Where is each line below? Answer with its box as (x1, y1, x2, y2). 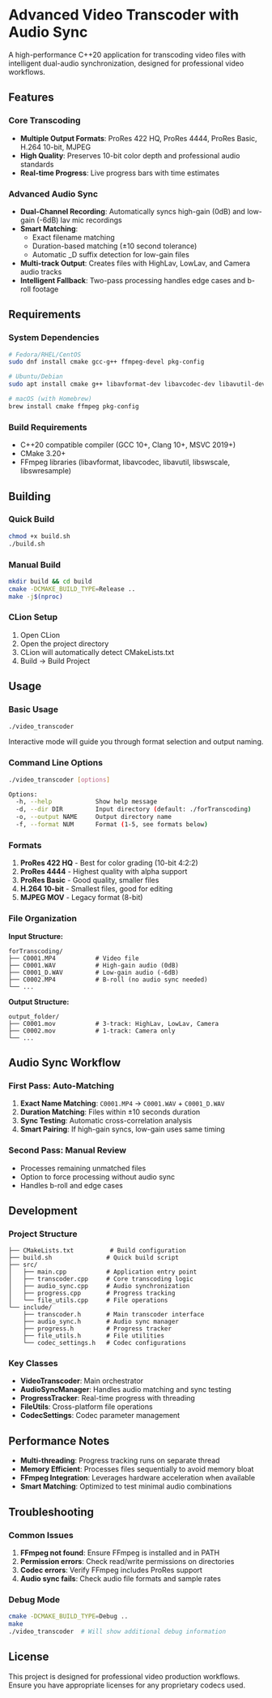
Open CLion (19, 630, 61, 640)
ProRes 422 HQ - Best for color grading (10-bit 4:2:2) (19, 858, 198, 868)
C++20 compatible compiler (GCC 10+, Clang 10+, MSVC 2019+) (19, 440, 236, 450)
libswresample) (19, 466, 71, 476)
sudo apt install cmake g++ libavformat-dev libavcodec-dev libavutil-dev (8, 380, 266, 389)
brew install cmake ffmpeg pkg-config (8, 402, 139, 411)
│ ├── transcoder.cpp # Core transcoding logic (8, 1275, 194, 1283)
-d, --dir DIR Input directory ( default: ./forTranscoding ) (15, 805, 252, 813)
